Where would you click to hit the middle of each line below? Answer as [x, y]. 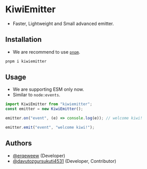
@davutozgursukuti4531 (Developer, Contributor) [64, 161]
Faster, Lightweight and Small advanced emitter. [63, 23]
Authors [19, 143]
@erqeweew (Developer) [39, 155]
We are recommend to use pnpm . [46, 52]
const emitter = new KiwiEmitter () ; [44, 109]
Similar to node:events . [36, 95]
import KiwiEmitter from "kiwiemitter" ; [49, 104]
